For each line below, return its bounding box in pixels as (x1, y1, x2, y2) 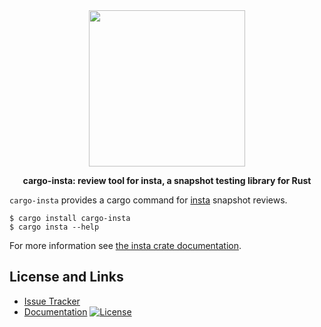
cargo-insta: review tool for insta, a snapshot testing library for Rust (22, 175, 312, 186)
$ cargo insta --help (9, 222, 100, 232)
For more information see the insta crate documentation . (9, 240, 242, 251)
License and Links (9, 269, 124, 286)
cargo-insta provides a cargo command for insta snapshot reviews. (9, 194, 288, 206)
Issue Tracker (23, 295, 81, 307)
